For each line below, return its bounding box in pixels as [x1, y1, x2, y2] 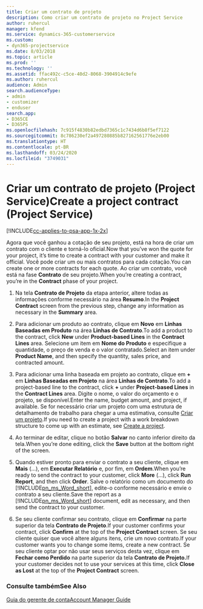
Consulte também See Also [6, 582, 87, 591]
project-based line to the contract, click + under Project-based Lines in [15, 384, 195, 391]
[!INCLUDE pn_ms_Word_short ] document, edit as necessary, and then [15, 498, 190, 505]
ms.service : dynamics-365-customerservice [6, 32, 115, 38]
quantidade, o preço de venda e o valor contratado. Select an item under [15, 346, 196, 353]
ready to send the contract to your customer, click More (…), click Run [15, 471, 191, 479]
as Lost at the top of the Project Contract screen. [15, 567, 139, 574]
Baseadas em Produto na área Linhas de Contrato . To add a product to [15, 327, 193, 334]
